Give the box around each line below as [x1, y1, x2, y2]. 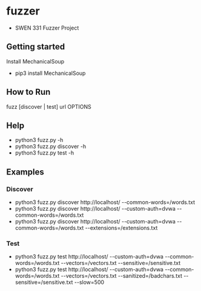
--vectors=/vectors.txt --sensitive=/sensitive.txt [61, 260, 181, 267]
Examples [6, 167, 44, 177]
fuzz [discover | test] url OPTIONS [6, 103, 92, 110]
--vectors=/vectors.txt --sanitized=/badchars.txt [61, 272, 183, 280]
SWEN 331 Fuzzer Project [15, 24, 79, 31]
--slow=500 [74, 279, 105, 286]
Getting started [6, 42, 65, 52]
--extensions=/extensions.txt [85, 225, 158, 232]
